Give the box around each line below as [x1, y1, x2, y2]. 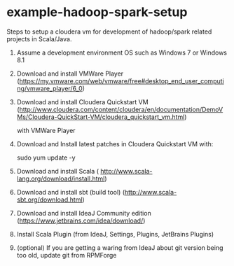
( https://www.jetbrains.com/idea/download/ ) [16, 216, 146, 225]
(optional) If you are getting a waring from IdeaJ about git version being [16, 243, 223, 252]
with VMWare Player [16, 126, 76, 134]
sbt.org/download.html [16, 195, 83, 204]
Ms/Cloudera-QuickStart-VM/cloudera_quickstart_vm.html [16, 113, 185, 121]
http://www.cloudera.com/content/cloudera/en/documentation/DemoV [19, 105, 223, 113]
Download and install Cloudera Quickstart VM [16, 97, 149, 106]
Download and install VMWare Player [16, 69, 124, 78]
